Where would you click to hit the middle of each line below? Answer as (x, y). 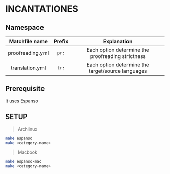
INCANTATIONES (42, 9)
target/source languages (118, 71)
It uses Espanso (22, 101)
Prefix (61, 42)
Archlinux (28, 129)
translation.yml (28, 68)
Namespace (25, 27)
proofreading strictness (118, 56)
